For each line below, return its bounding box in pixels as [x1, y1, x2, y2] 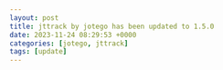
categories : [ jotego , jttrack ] [9, 38, 129, 48]
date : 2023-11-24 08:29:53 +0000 [9, 30, 137, 39]
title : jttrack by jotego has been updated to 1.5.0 [9, 22, 215, 31]
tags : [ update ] [9, 47, 68, 56]
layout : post [9, 13, 59, 23]
